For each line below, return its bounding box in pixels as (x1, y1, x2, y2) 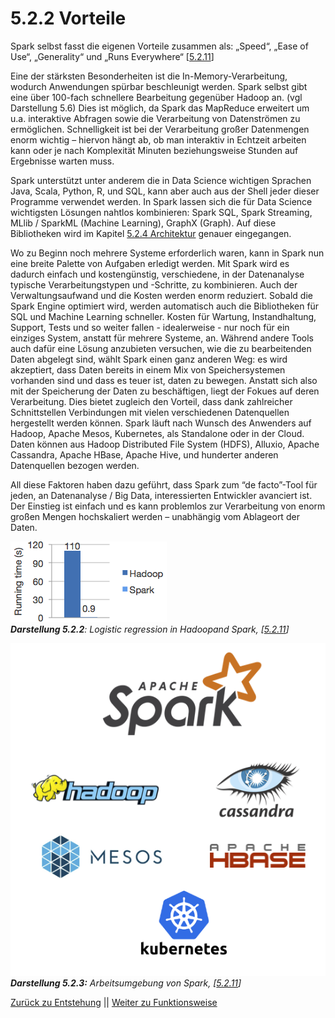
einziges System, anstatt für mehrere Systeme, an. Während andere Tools (10, 332, 315, 344)
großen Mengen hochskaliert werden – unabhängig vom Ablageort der (10, 510, 300, 522)
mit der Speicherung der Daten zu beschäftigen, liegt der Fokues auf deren (10, 385, 320, 397)
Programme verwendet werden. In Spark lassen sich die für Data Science (10, 195, 313, 207)
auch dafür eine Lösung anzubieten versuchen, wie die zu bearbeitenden (10, 342, 312, 354)
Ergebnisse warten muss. (10, 155, 115, 167)
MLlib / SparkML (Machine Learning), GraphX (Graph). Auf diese (10, 217, 277, 229)
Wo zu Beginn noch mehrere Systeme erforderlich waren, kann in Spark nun (10, 247, 325, 259)
